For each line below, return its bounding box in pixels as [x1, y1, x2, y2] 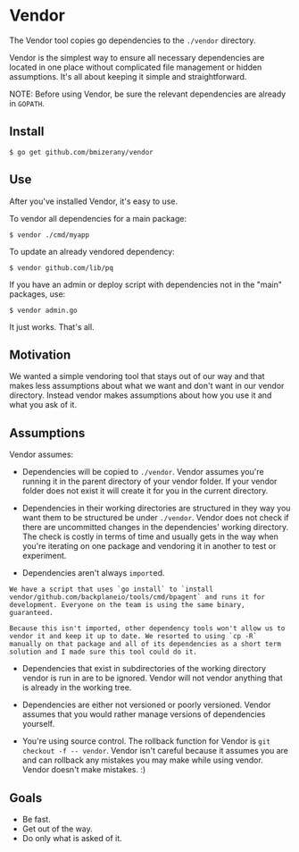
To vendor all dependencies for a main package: [9, 213, 187, 224]
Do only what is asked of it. [21, 833, 122, 843]
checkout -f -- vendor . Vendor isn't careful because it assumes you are [21, 746, 288, 756]
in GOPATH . [9, 97, 45, 108]
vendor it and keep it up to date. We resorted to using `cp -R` [9, 632, 257, 641]
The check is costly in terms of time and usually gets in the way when [21, 531, 279, 542]
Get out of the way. [21, 823, 93, 834]
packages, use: [9, 288, 66, 299]
